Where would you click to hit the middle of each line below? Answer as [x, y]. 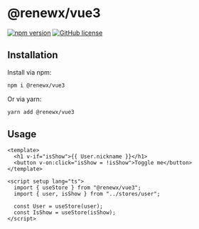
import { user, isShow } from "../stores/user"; [87, 194]
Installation [33, 55]
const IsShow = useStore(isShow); [65, 213]
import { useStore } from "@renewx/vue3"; [77, 188]
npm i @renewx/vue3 [36, 85]
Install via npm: [29, 72]
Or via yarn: [25, 99]
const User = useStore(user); [58, 207]
